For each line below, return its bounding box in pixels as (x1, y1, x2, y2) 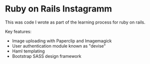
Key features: (5, 28, 31, 34)
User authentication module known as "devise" (12, 43, 106, 49)
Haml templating (12, 48, 45, 54)
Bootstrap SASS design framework (12, 53, 81, 59)
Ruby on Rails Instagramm (5, 3, 112, 14)
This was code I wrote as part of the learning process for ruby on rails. (5, 19, 146, 25)
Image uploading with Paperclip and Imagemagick (12, 38, 112, 44)
